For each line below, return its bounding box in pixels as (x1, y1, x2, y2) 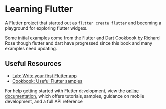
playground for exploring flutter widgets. (5, 25, 88, 31)
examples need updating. (5, 45, 57, 51)
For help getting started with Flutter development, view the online (5, 88, 139, 94)
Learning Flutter (5, 3, 73, 15)
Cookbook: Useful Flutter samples (12, 78, 83, 84)
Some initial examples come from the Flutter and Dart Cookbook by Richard (5, 35, 160, 41)
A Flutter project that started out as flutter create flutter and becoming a (5, 20, 162, 26)
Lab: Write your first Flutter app (12, 73, 77, 79)
